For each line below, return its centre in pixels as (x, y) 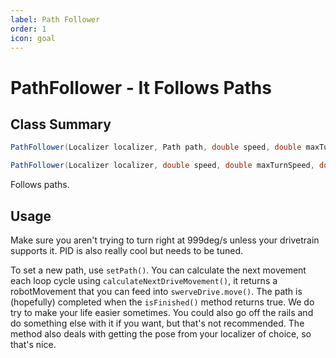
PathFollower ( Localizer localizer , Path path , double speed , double (156, 147)
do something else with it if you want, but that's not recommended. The (157, 323)
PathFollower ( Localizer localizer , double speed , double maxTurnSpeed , (162, 166)
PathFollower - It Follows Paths (141, 87)
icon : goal (33, 38)
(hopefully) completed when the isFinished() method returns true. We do (162, 302)
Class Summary (61, 124)
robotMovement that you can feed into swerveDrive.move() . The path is (156, 291)
